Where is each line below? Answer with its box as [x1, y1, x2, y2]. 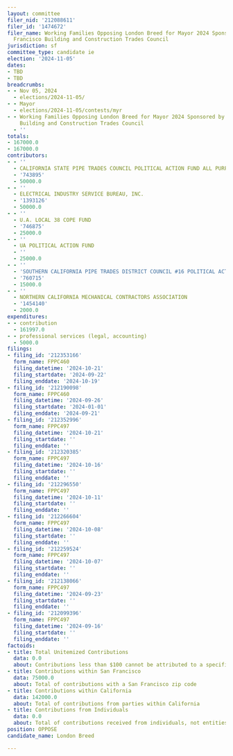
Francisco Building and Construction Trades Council [13, 36, 169, 43]
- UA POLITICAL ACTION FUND [13, 242, 95, 250]
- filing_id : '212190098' [7, 384, 82, 391]
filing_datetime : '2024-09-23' [13, 590, 104, 597]
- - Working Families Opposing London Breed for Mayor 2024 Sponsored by [7, 113, 225, 120]
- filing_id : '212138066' [7, 577, 82, 585]
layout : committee [7, 10, 60, 17]
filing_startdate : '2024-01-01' [13, 404, 107, 411]
